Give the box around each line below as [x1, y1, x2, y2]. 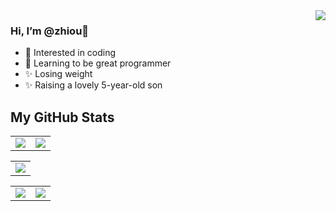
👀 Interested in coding [24, 47, 117, 59]
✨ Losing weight [24, 68, 93, 80]
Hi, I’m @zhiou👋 [10, 24, 90, 38]
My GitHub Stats [10, 109, 115, 126]
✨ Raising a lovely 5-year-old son [24, 79, 163, 91]
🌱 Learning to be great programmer [24, 57, 172, 69]
